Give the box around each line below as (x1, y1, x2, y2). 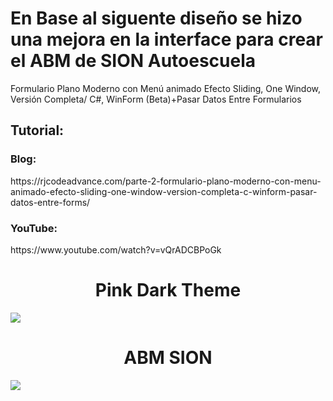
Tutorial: (10, 122, 65, 139)
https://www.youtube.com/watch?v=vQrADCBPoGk (10, 243, 222, 256)
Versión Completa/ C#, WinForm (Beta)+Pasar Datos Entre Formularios (10, 93, 302, 105)
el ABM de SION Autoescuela (10, 50, 257, 72)
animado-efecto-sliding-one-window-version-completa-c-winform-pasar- (10, 185, 318, 197)
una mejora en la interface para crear (10, 28, 324, 51)
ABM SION (123, 347, 213, 369)
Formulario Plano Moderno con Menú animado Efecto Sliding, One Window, (10, 82, 322, 94)
